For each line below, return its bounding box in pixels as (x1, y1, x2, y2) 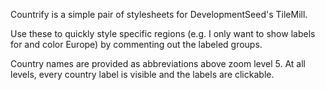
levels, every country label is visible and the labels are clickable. (10, 69, 275, 80)
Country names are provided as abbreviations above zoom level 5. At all (10, 58, 306, 69)
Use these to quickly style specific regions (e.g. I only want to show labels (10, 28, 316, 39)
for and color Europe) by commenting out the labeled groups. (10, 39, 263, 50)
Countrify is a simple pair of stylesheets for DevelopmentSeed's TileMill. (10, 9, 308, 20)
